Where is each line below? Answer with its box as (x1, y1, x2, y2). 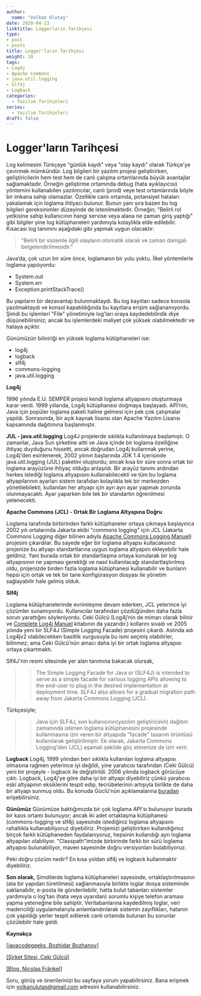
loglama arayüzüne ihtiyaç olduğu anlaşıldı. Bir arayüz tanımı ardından (6, 465, 179, 472)
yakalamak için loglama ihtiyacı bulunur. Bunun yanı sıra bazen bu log (6, 199, 178, 207)
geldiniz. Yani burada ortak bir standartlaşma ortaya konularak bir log (6, 552, 177, 559)
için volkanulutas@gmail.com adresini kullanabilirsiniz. (6, 983, 140, 991)
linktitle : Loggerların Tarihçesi (6, 25, 93, 32)
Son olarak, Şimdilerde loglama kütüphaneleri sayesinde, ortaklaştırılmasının (6, 874, 195, 881)
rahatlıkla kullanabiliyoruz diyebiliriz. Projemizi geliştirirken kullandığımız (6, 825, 184, 832)
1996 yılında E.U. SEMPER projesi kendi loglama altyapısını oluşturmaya (6, 395, 182, 402)
